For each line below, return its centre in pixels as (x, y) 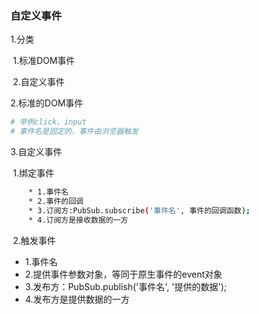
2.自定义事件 (38, 82)
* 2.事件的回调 (56, 201)
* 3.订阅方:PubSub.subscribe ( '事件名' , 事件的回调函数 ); (139, 210)
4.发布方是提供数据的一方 (77, 299)
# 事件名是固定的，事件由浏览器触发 (74, 132)
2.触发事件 (34, 240)
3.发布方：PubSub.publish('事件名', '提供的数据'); (125, 286)
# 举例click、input (48, 122)
